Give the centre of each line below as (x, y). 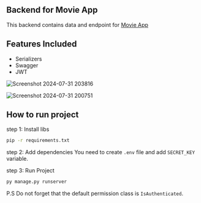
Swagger (27, 65)
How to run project (43, 115)
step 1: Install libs (28, 129)
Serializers (28, 59)
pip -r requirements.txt (38, 141)
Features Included (42, 44)
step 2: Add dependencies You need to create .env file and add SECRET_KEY (100, 152)
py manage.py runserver (37, 182)
